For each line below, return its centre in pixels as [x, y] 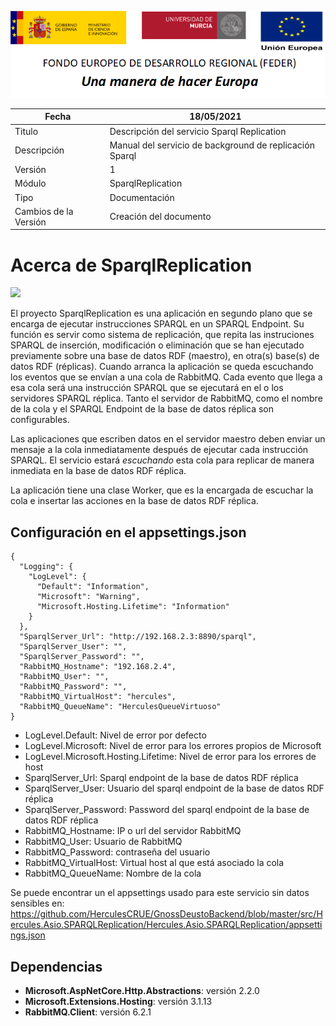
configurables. [40, 420]
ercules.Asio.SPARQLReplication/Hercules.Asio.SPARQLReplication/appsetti [166, 925]
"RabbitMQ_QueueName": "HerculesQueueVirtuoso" [120, 707]
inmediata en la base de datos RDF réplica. [98, 471]
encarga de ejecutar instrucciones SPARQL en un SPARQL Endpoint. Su [157, 324]
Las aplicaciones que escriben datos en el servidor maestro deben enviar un [168, 439]
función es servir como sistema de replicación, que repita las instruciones [162, 335]
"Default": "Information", [93, 587]
